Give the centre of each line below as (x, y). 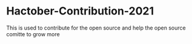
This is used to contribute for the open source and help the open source (96, 28)
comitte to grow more (33, 34)
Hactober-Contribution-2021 (80, 11)
